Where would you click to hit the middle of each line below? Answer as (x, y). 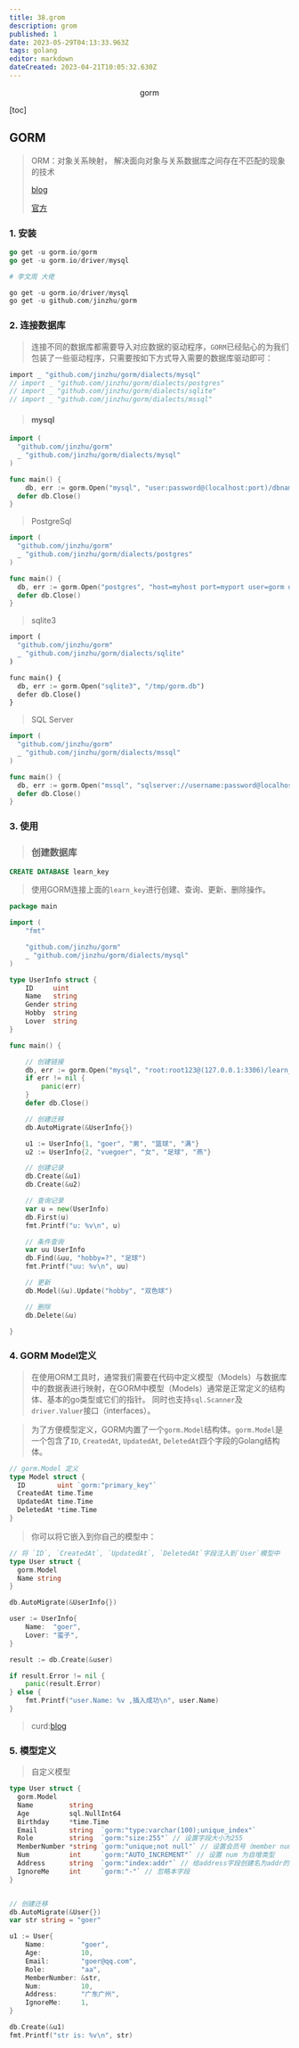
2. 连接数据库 (37, 325)
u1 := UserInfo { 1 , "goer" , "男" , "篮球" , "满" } (113, 1143)
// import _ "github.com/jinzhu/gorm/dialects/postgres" (117, 383)
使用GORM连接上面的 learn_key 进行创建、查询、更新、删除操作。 (151, 890)
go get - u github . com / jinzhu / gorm (73, 301)
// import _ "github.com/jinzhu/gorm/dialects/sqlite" (113, 391)
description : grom (43, 26)
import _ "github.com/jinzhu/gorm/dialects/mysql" (105, 374)
